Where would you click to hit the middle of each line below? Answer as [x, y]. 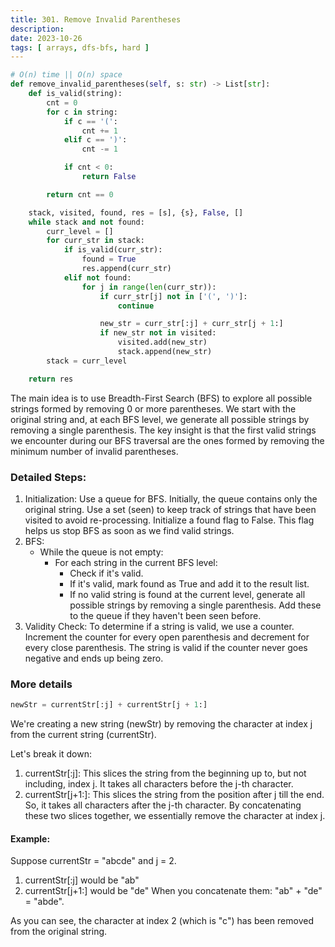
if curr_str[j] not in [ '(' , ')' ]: [173, 296]
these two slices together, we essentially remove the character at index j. [175, 816]
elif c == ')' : [95, 140]
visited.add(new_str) [162, 342]
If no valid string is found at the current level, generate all [187, 594]
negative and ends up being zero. [94, 658]
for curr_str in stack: [95, 241]
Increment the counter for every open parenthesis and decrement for [167, 637]
